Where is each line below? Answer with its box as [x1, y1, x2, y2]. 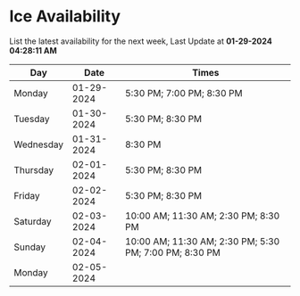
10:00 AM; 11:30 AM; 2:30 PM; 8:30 [124, 210, 280, 222]
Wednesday [13, 138, 64, 151]
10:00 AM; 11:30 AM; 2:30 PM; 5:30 [124, 234, 280, 247]
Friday [13, 189, 40, 201]
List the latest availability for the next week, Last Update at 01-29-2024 [9, 36, 272, 46]
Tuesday [13, 112, 50, 125]
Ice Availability [9, 6, 121, 27]
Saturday [13, 215, 52, 227]
